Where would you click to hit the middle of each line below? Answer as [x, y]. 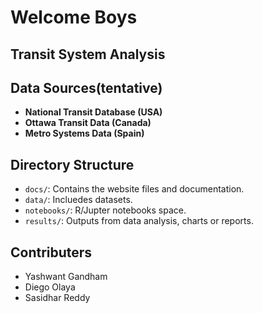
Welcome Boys [74, 17]
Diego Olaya [50, 287]
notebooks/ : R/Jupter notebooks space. [105, 210]
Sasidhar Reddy [57, 298]
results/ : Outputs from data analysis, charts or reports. [139, 221]
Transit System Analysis [88, 54]
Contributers [51, 252]
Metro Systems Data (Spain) [84, 133]
